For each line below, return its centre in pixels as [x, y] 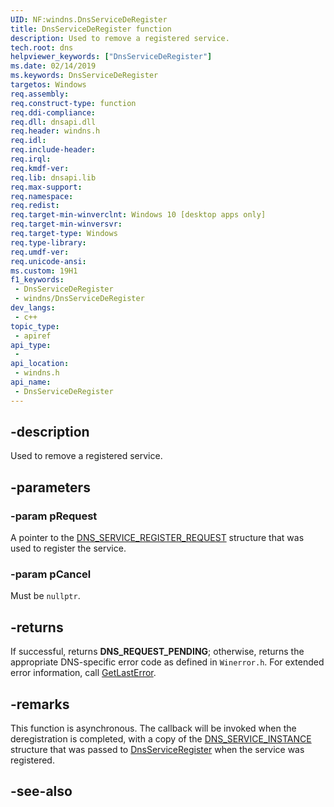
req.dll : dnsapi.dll [53, 122]
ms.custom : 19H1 [44, 271]
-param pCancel [51, 574]
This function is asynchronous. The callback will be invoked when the [153, 728]
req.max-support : [46, 187]
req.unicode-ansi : [48, 261]
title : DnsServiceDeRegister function [91, 29]
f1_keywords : [37, 280]
